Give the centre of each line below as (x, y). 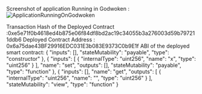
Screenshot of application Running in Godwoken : (68, 9)
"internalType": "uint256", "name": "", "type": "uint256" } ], (80, 78)
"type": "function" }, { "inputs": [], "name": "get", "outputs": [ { (84, 71)
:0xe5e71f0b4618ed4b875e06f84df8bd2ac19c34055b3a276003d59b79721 (101, 33)
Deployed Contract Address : (59, 39)
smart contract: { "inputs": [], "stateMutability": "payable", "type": (88, 52)
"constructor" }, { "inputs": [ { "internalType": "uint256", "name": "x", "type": (101, 59)
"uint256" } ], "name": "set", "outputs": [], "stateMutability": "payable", (94, 65)
